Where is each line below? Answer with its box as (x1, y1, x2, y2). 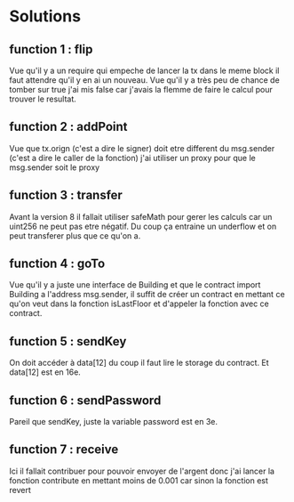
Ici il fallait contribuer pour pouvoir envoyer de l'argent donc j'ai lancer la (9, 466, 275, 476)
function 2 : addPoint (9, 119, 128, 134)
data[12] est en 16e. (9, 367, 82, 377)
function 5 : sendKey (9, 334, 127, 349)
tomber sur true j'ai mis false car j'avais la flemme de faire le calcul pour (9, 85, 274, 94)
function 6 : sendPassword (9, 393, 162, 408)
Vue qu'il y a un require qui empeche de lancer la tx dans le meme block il (9, 65, 280, 76)
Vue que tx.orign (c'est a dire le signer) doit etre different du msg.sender (9, 142, 275, 153)
